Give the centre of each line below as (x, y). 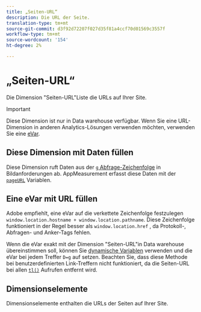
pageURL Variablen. (29, 180)
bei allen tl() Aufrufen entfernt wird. (52, 270)
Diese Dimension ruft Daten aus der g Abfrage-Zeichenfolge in (84, 167)
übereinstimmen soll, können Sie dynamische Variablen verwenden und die (99, 250)
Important (18, 109)
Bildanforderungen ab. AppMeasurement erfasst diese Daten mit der (91, 173)
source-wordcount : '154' (37, 40)
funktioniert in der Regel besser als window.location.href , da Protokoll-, (96, 226)
